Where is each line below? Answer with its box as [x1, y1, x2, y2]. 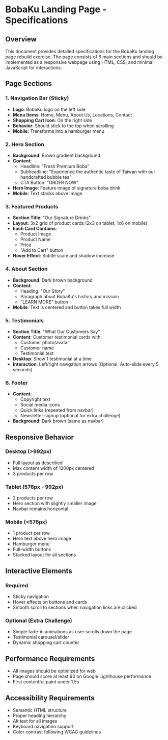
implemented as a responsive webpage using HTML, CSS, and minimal [5, 59, 154, 65]
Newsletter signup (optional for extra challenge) [20, 413, 121, 419]
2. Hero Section [5, 140, 44, 148]
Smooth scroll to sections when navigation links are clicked [12, 604, 137, 611]
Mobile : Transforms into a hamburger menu [12, 128, 104, 134]
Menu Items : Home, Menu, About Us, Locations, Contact [12, 111, 132, 118]
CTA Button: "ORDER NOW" [20, 179, 79, 185]
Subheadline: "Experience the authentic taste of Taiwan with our [20, 169, 155, 175]
